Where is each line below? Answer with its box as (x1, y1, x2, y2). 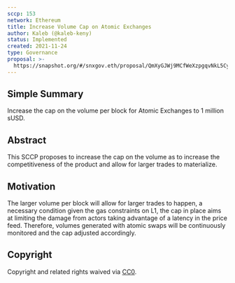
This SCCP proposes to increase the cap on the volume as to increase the (7, 153, 220, 161)
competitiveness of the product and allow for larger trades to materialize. (7, 160, 218, 168)
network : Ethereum (7, 17, 61, 24)
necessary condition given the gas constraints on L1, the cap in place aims (7, 207, 222, 215)
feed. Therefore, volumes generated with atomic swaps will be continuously (7, 222, 226, 230)
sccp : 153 (7, 10, 36, 17)
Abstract (7, 134, 47, 146)
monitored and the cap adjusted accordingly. (7, 228, 136, 238)
